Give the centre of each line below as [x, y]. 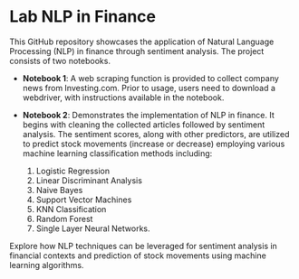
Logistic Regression [73, 171]
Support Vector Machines [84, 200]
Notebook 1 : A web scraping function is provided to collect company [150, 78]
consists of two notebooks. [60, 60]
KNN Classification [71, 209]
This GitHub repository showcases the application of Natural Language [142, 42]
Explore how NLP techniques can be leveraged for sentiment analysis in [144, 246]
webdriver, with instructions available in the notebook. [123, 98]
